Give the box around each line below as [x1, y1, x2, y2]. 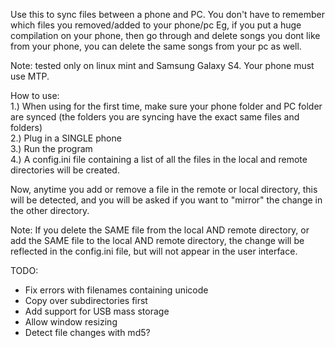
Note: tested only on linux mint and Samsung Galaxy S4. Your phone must [10, 60, 315, 71]
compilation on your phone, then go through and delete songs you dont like [10, 30, 321, 41]
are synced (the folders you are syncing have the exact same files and [10, 111, 300, 123]
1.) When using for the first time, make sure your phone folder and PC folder [10, 100, 323, 112]
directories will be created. [10, 164, 120, 176]
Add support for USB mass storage [24, 305, 170, 317]
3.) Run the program [10, 143, 93, 154]
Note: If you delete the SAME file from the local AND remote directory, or [10, 224, 310, 236]
